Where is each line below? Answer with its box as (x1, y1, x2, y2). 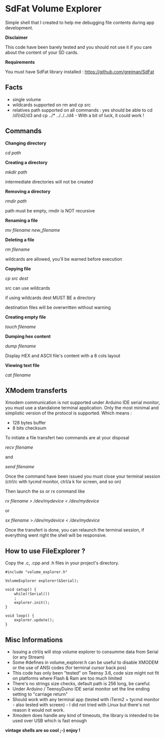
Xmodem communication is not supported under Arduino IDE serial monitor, (5, 399, 160, 405)
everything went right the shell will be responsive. (5, 532, 107, 539)
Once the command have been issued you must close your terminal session (5, 473, 161, 479)
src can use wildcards (5, 285, 51, 291)
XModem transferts (5, 386, 68, 394)
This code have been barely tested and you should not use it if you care (5, 44, 152, 50)
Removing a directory (5, 188, 51, 194)
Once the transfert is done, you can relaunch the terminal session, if (5, 527, 145, 533)
